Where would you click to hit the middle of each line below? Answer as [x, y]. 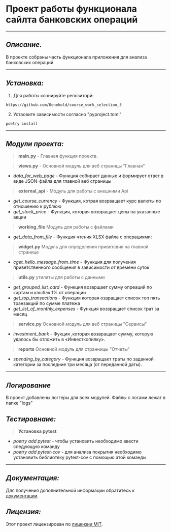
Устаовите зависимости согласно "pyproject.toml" [67, 114]
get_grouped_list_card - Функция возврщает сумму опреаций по [82, 287]
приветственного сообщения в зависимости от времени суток [81, 267]
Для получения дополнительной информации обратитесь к [70, 490]
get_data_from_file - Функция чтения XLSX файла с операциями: [82, 237]
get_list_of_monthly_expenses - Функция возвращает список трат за [86, 309]
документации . [22, 496]
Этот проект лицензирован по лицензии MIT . [54, 524]
